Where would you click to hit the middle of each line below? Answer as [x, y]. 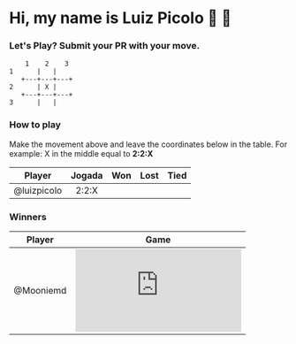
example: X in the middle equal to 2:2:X [81, 153]
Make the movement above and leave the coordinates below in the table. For [148, 144]
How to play [35, 125]
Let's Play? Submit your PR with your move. [105, 46]
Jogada [87, 175]
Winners [28, 217]
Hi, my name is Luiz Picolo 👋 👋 [121, 18]
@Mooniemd [40, 291]
